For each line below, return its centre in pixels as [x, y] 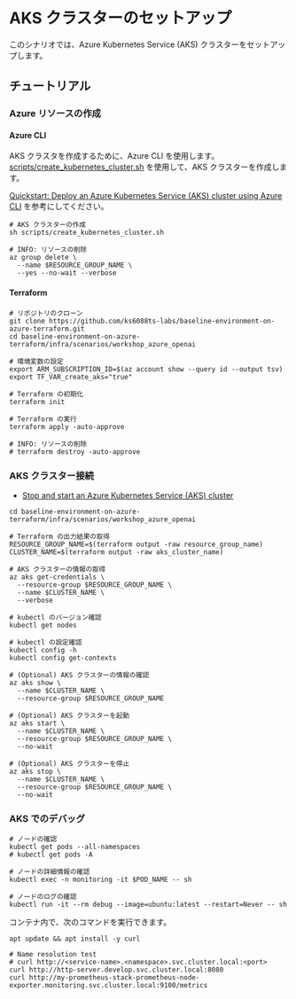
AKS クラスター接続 [52, 475]
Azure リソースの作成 [55, 113]
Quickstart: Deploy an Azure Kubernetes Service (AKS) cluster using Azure [146, 196]
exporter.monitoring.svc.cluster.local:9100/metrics [109, 986]
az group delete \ [43, 258]
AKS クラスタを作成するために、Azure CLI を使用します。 [114, 156]
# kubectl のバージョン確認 [55, 617]
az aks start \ [37, 723]
